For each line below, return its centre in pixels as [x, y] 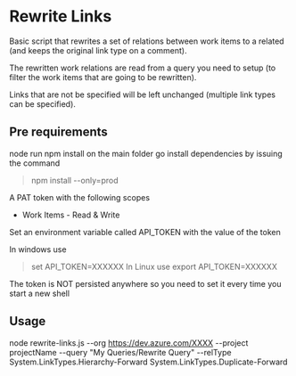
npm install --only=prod [74, 180]
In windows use [38, 249]
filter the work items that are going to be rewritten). [103, 77]
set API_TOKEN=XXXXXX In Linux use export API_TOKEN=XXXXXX [154, 266]
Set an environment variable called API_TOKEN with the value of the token [145, 232]
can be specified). [42, 103]
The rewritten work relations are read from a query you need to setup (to [143, 68]
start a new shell [39, 293]
